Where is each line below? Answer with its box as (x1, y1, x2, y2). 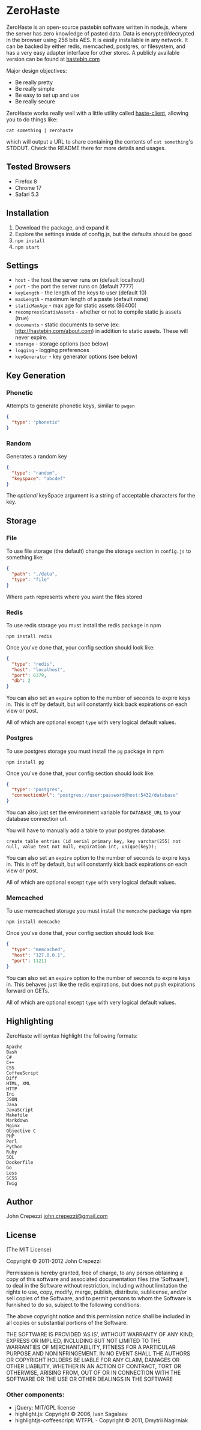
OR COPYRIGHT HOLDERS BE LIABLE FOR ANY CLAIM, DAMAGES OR (6, 1356, 180, 1364)
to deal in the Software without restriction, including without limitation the (6, 1282, 187, 1289)
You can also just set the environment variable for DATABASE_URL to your (6, 809, 182, 816)
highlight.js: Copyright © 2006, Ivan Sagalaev (14, 1410, 128, 1418)
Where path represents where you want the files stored (6, 593, 143, 600)
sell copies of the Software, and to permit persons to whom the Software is (6, 1295, 192, 1302)
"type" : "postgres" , (11, 786, 63, 793)
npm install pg (6, 759, 44, 765)
